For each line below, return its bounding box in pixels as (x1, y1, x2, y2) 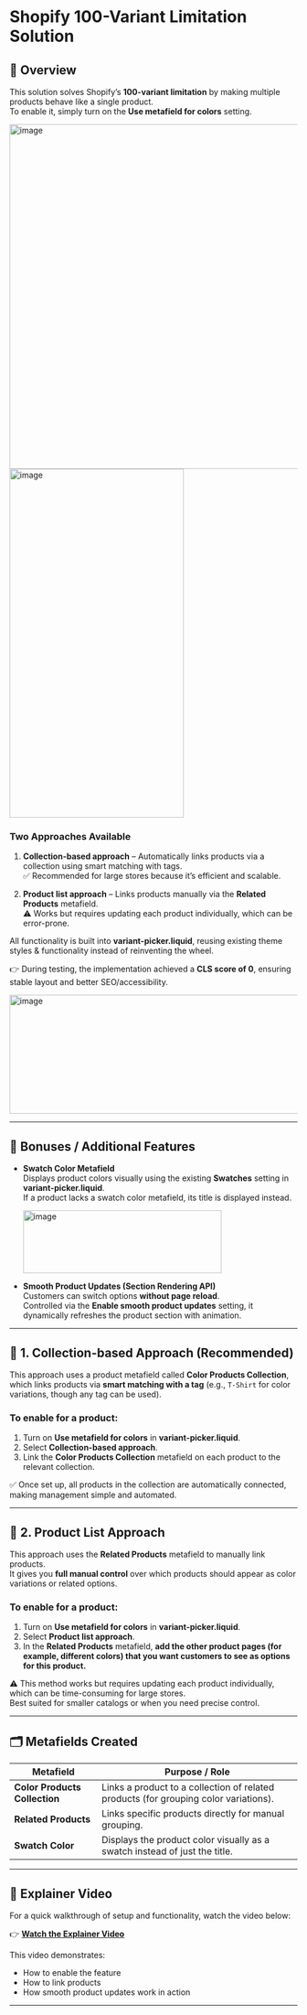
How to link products (22, 1977, 101, 1988)
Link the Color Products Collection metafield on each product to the (22, 1452, 281, 1463)
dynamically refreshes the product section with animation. (22, 1310, 242, 1321)
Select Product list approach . (22, 1631, 135, 1643)
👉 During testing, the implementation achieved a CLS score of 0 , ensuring (9, 963, 291, 975)
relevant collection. (22, 1462, 95, 1473)
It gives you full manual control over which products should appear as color (9, 1569, 297, 1580)
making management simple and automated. (9, 1489, 177, 1501)
